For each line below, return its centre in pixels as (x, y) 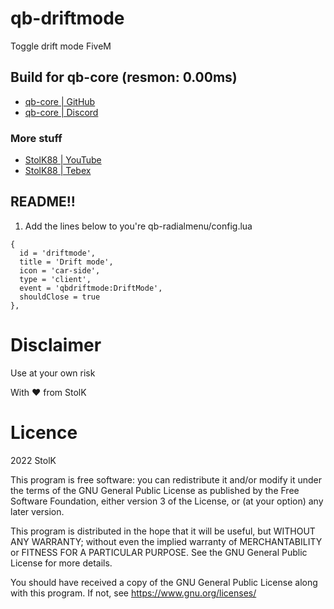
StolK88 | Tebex (58, 171)
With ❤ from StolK (48, 392)
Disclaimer (56, 345)
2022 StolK (33, 460)
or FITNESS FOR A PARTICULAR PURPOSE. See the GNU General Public (159, 552)
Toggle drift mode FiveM (61, 46)
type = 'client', (55, 279)
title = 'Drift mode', (66, 262)
